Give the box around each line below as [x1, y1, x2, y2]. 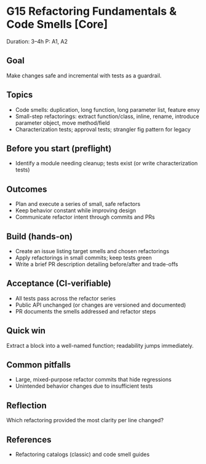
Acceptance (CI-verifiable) [6, 278, 112, 289]
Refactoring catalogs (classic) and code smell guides [15, 450, 150, 458]
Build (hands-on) [6, 231, 73, 242]
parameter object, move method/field [15, 119, 110, 127]
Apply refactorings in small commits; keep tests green [15, 254, 153, 261]
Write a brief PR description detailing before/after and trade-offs [15, 261, 178, 268]
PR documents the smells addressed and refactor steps [15, 307, 156, 315]
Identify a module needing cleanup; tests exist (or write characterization [15, 160, 198, 167]
